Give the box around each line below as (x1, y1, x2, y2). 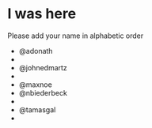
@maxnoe (18, 80, 52, 89)
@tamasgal (18, 104, 56, 115)
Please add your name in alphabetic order (7, 31, 144, 40)
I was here (7, 5, 77, 23)
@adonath (18, 46, 53, 55)
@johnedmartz (18, 62, 68, 72)
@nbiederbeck (18, 88, 68, 97)
